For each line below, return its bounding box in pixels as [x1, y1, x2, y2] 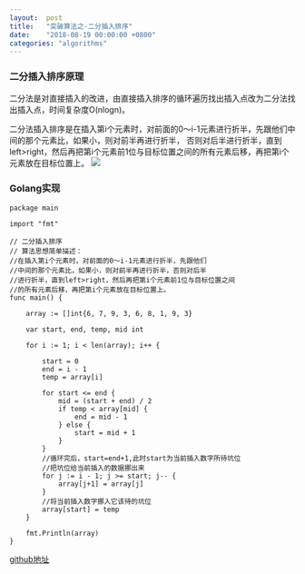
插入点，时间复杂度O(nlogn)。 [16, 104, 130, 114]
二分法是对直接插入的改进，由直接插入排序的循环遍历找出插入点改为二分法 [9, 93, 288, 104]
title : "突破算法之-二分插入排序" [9, 22, 133, 31]
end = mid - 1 [74, 412, 128, 421]
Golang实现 [9, 183, 61, 195]
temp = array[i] [42, 372, 103, 381]
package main [9, 203, 59, 213]
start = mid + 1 [74, 428, 136, 437]
